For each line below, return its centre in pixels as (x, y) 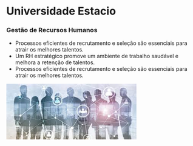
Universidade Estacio (61, 11)
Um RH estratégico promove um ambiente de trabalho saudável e (97, 56)
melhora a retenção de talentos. (55, 62)
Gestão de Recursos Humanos (52, 30)
